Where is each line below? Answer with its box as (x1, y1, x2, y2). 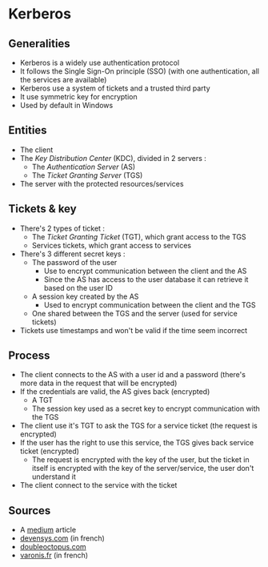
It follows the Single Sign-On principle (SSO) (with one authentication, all (19, 66, 260, 76)
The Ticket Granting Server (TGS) (31, 170, 143, 180)
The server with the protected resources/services (19, 179, 184, 188)
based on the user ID (43, 283, 114, 292)
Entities (8, 123, 47, 137)
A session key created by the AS (31, 292, 139, 301)
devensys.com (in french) (19, 533, 106, 543)
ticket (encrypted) (19, 446, 80, 456)
